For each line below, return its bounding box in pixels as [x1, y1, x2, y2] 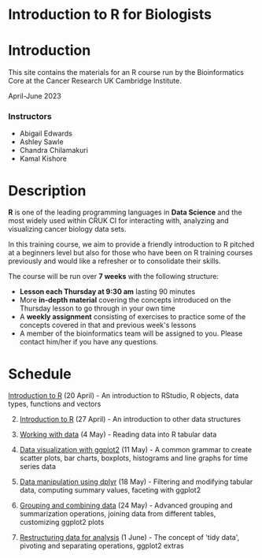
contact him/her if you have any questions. [19, 337, 159, 347]
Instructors [8, 111, 53, 122]
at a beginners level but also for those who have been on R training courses [8, 248, 253, 258]
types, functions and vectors [8, 400, 101, 409]
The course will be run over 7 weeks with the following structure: [8, 272, 219, 281]
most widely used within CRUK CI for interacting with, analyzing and [8, 216, 230, 225]
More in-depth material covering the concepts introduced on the [19, 296, 231, 305]
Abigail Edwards [19, 128, 72, 139]
